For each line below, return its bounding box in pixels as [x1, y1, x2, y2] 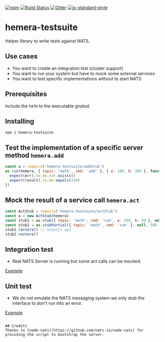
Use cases [5, 52, 38, 61]
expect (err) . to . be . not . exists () [9, 173, 76, 178]
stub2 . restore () [5, 232, 38, 237]
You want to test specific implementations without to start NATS [12, 76, 141, 81]
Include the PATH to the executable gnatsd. [5, 103, 90, 109]
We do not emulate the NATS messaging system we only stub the [12, 295, 145, 301]
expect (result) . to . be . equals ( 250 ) [9, 178, 80, 183]
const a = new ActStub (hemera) [5, 213, 69, 218]
